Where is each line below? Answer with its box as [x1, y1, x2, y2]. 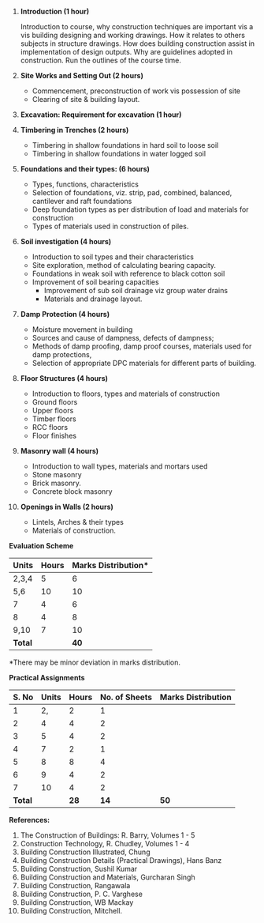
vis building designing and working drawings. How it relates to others [20, 31, 245, 40]
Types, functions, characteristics [32, 179, 139, 189]
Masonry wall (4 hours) [20, 446, 99, 455]
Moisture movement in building [32, 325, 133, 334]
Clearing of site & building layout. [32, 95, 140, 104]
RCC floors [32, 423, 69, 431]
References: [9, 816, 50, 824]
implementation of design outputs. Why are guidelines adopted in [20, 47, 233, 56]
